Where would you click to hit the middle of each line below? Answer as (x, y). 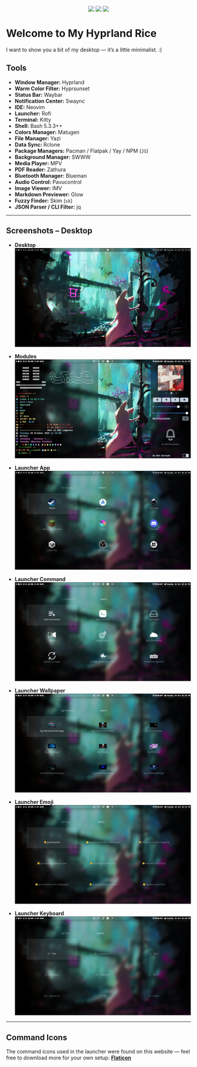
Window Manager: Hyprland (50, 82)
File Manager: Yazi (38, 138)
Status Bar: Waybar (38, 94)
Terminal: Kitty (33, 120)
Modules (26, 356)
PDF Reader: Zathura (40, 169)
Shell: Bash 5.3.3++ (38, 125)
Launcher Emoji (34, 802)
